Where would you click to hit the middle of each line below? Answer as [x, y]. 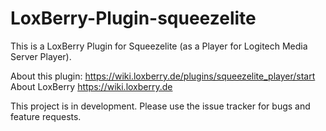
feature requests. [46, 116]
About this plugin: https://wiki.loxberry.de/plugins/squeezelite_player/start [163, 76]
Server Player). [41, 56]
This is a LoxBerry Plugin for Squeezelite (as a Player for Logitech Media [159, 46]
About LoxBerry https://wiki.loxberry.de [91, 86]
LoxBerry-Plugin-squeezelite [133, 18]
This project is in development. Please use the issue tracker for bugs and [160, 106]
